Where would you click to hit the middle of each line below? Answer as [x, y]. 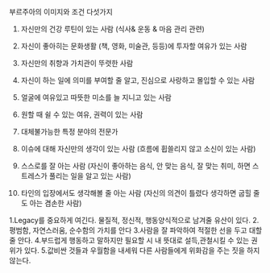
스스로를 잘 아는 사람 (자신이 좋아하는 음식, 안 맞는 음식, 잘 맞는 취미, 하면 [135, 166]
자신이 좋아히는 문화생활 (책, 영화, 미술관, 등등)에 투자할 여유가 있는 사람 [134, 46]
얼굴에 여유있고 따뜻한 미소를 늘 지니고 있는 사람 [96, 97]
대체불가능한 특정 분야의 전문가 [69, 132]
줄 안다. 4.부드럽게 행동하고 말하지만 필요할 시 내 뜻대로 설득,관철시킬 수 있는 [129, 240]
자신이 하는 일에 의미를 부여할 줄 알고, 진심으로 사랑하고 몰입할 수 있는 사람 [138, 80]
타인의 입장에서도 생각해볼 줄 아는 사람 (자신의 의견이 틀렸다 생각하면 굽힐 [136, 193]
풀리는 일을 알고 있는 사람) [90, 176]
